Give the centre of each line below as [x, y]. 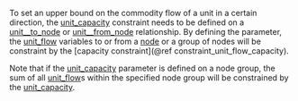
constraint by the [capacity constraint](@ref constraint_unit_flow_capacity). [149, 51]
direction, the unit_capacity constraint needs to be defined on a [127, 22]
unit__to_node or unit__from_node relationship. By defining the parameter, [145, 32]
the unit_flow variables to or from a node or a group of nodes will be [135, 41]
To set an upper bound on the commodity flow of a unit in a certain [133, 13]
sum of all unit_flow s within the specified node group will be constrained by [149, 78]
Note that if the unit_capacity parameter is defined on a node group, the [143, 68]
